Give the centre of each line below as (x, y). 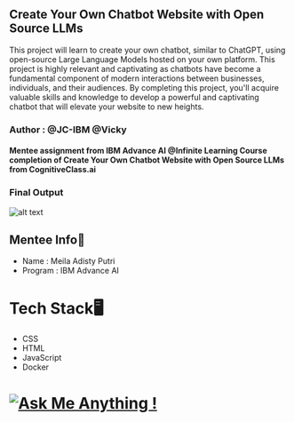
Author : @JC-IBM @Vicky (68, 130)
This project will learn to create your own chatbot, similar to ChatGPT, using (147, 50)
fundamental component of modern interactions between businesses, (137, 78)
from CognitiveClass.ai (52, 170)
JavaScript (42, 358)
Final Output (36, 193)
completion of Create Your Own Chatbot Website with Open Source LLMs (147, 160)
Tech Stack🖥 (56, 308)
